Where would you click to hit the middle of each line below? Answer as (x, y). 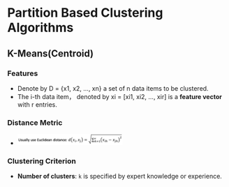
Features (23, 73)
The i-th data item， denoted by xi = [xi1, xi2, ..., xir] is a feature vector (119, 96)
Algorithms (40, 28)
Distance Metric (35, 122)
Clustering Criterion (42, 160)
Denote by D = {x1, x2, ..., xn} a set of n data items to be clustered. (113, 88)
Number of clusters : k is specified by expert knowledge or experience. (119, 177)
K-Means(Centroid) (51, 53)
